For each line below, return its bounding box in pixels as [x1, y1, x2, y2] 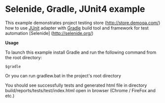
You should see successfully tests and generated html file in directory [5, 82, 147, 88]
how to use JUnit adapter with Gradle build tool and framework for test [5, 25, 149, 31]
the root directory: [5, 54, 42, 60]
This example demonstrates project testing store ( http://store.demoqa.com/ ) [5, 20, 161, 26]
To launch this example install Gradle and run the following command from [5, 49, 157, 55]
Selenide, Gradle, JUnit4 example [5, 3, 145, 15]
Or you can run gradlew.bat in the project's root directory [5, 72, 122, 78]
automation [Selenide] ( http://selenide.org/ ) [5, 30, 94, 36]
